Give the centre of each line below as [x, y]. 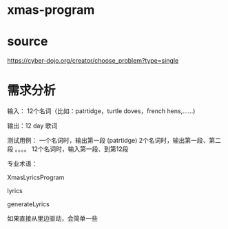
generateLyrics [28, 204]
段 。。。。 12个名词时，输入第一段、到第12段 [68, 149]
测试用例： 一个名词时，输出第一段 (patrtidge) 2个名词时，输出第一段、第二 [114, 141]
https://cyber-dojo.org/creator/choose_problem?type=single [93, 61]
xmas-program [51, 10]
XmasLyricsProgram [36, 177]
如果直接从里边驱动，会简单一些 [52, 219]
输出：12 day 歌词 [32, 126]
